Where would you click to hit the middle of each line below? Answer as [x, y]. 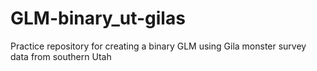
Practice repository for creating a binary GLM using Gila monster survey [158, 46]
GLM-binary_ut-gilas [98, 18]
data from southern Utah [61, 56]
